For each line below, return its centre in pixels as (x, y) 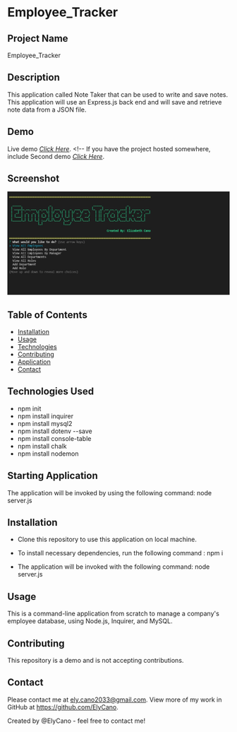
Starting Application (53, 476)
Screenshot (34, 178)
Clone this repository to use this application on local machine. (107, 539)
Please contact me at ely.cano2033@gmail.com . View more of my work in (115, 699)
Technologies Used (50, 392)
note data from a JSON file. (47, 110)
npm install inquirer (45, 416)
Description (34, 77)
